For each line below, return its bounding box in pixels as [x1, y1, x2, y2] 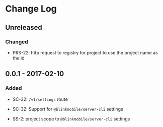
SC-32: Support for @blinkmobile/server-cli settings [12, 106, 123, 112]
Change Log [5, 3, 57, 15]
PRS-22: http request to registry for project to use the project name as [12, 49, 158, 55]
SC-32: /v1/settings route [12, 96, 68, 102]
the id [12, 55, 25, 61]
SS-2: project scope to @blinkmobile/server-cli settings [12, 115, 130, 121]
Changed [5, 38, 29, 45]
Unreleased [5, 23, 43, 32]
